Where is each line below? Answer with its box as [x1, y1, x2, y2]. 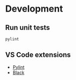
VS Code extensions [5, 51, 71, 59]
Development [5, 3, 63, 15]
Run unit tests [5, 23, 50, 32]
